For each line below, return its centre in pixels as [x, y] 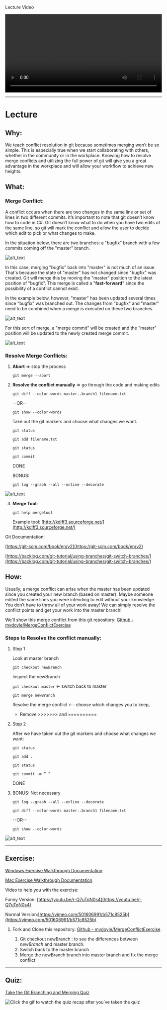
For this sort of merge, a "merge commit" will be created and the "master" [81, 328]
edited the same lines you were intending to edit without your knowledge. [80, 599]
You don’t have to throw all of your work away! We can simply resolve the [80, 605]
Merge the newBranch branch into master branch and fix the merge [89, 955]
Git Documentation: [25, 537]
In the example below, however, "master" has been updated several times [80, 298]
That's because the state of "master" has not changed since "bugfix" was [81, 273]
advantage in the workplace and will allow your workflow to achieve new [80, 166]
